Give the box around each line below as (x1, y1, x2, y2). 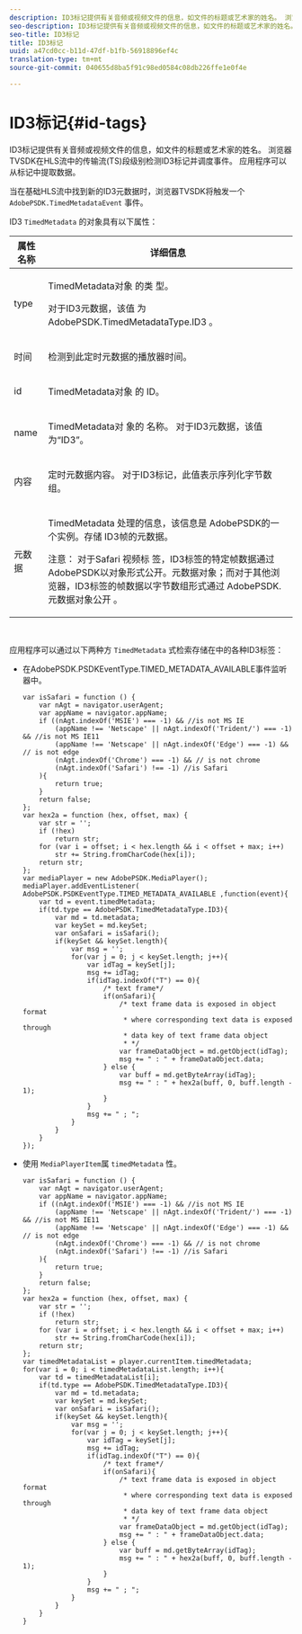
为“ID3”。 (48, 433, 90, 446)
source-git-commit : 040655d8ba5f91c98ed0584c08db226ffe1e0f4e (9, 64, 247, 73)
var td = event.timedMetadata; (39, 897, 156, 906)
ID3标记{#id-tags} (9, 113, 147, 133)
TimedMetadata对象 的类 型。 (48, 280, 173, 292)
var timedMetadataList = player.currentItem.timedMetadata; (22, 1357, 253, 1366)
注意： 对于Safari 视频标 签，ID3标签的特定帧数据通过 (48, 552, 275, 565)
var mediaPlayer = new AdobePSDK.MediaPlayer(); (22, 873, 209, 882)
